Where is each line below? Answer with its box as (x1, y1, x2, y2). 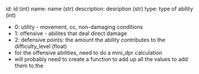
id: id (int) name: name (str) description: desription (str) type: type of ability (5, 5, 194, 12)
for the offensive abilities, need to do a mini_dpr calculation (14, 49, 163, 56)
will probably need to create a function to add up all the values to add (14, 56, 189, 62)
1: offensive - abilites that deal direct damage (14, 30, 127, 37)
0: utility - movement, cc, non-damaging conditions (14, 24, 143, 30)
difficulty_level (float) (14, 42, 67, 50)
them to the (14, 62, 44, 69)
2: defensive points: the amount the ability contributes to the (14, 36, 166, 43)
